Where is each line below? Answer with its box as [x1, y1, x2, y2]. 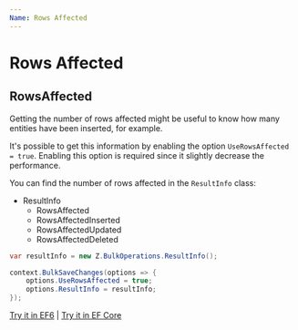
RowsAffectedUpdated [36, 224, 122, 235]
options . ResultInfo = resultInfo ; [26, 284, 157, 294]
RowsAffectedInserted [36, 214, 121, 225]
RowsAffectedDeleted [36, 233, 118, 244]
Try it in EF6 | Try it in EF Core [9, 310, 122, 320]
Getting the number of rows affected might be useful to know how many [9, 113, 281, 124]
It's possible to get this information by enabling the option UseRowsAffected [9, 140, 290, 151]
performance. [9, 160, 61, 170]
